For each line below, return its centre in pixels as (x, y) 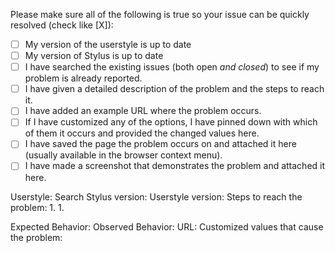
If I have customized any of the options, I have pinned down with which (171, 122)
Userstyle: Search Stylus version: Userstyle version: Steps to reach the (156, 196)
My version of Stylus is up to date (94, 56)
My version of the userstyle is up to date (108, 44)
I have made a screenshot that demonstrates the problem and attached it (175, 166)
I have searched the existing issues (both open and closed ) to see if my (172, 67)
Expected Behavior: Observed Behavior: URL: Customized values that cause (167, 226)
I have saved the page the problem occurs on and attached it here (160, 144)
